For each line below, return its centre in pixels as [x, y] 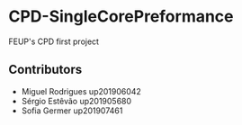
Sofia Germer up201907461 [72, 111]
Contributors [45, 70]
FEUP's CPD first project [54, 41]
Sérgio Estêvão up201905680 [76, 101]
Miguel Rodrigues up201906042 [81, 91]
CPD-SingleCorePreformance [121, 17]
